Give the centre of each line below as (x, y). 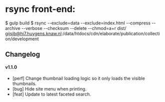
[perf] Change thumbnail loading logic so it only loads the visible (79, 78)
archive (13, 28)
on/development (22, 39)
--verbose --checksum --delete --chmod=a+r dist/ (74, 28)
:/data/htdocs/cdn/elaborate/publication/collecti (111, 33)
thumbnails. (24, 84)
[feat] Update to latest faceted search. (52, 94)
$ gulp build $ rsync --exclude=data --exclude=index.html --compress (78, 23)
